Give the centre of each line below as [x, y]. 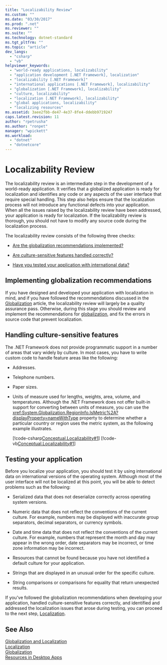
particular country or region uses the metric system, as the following [83, 423]
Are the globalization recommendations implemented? [68, 245]
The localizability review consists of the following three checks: [70, 235]
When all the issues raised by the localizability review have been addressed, [83, 210]
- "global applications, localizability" [53, 103]
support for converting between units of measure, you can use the [81, 407]
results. [20, 588]
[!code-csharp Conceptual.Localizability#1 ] [56, 438]
